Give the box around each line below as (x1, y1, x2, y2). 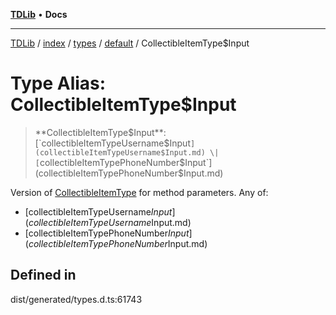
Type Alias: (10, 72, 107, 95)
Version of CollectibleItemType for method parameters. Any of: (10, 186, 269, 198)
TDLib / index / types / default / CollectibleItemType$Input (10, 37, 250, 49)
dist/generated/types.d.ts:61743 (10, 293, 143, 305)
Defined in (10, 267, 77, 284)
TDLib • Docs (10, 9, 68, 20)
